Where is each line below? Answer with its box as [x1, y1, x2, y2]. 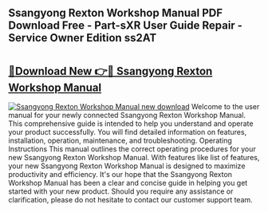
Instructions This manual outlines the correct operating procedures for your [8, 144, 257, 154]
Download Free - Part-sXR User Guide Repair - [8, 19, 243, 33]
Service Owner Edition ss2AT [8, 31, 157, 45]
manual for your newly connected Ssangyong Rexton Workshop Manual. [8, 111, 246, 120]
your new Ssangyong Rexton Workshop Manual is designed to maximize [8, 161, 246, 171]
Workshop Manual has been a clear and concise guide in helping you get [8, 179, 248, 187]
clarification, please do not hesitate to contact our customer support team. [8, 195, 253, 204]
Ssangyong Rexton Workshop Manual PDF [8, 6, 223, 20]
